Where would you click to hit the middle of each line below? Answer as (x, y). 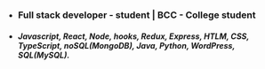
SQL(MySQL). (44, 55)
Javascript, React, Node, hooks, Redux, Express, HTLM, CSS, (133, 36)
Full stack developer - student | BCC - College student (137, 15)
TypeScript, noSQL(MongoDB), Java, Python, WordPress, (126, 45)
